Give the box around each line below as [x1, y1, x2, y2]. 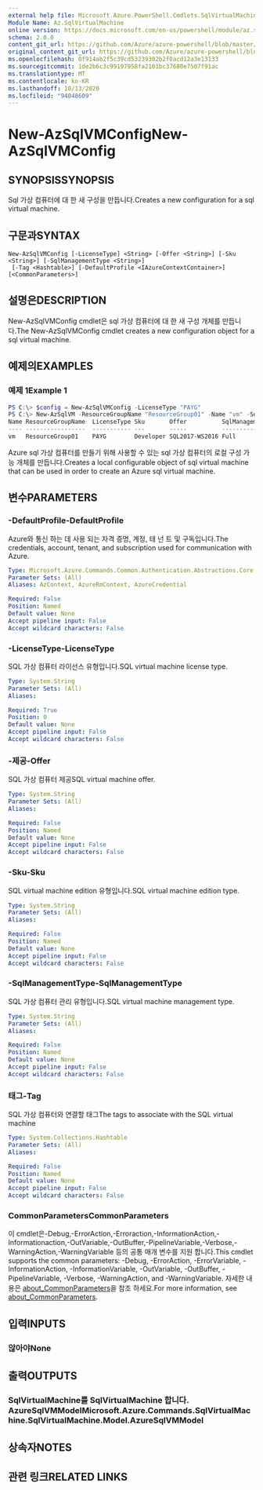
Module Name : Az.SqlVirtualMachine [8, 19, 124, 27]
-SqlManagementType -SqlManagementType [8, 978, 182, 989]
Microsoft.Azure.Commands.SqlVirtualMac [81, 1405, 251, 1416]
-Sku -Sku [8, 867, 45, 878]
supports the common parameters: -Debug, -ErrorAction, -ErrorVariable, [8, 1256, 241, 1265]
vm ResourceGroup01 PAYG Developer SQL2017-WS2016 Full [8, 433, 236, 440]
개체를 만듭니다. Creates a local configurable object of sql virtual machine [16, 457, 249, 467]
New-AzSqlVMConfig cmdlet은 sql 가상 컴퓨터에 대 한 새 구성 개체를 [8, 316, 221, 326]
